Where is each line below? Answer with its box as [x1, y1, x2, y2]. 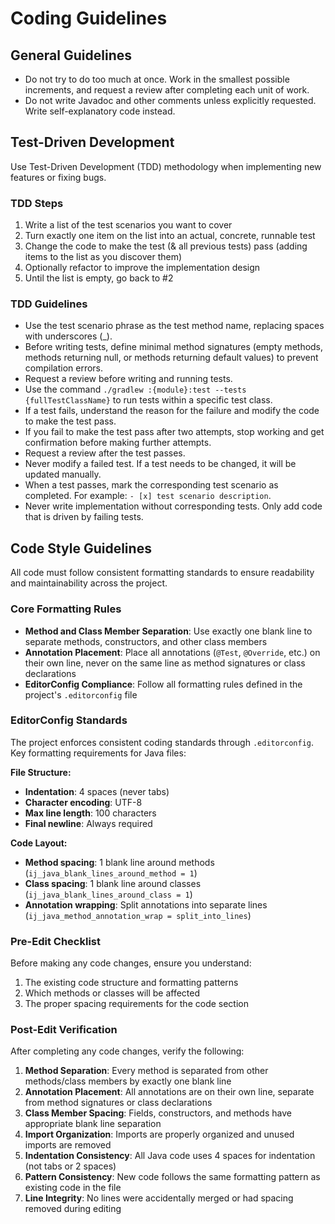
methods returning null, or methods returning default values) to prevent [24, 352, 319, 364]
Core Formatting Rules [10, 602, 122, 616]
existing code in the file [24, 1182, 122, 1194]
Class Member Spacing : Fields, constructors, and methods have [24, 1107, 292, 1119]
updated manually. [24, 468, 102, 481]
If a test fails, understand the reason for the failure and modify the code [24, 405, 320, 417]
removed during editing [24, 1203, 122, 1215]
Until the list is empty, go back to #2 [24, 272, 174, 284]
